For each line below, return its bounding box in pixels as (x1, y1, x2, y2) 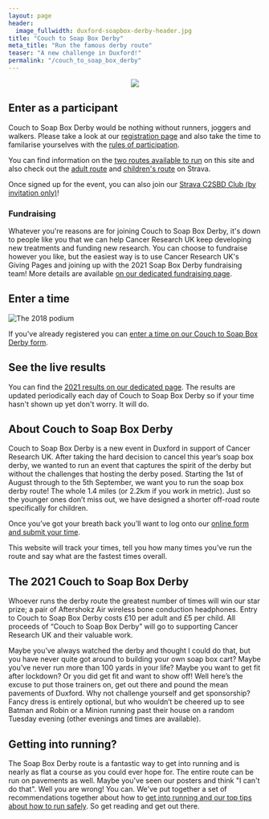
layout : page (8, 11, 52, 20)
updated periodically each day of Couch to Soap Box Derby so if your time (8, 390, 255, 400)
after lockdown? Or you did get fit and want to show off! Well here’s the (8, 671, 243, 681)
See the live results (8, 361, 106, 374)
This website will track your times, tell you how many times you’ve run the (8, 543, 253, 552)
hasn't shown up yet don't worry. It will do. (8, 399, 149, 409)
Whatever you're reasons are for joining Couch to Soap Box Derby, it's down (8, 226, 261, 235)
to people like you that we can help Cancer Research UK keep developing (8, 234, 251, 244)
